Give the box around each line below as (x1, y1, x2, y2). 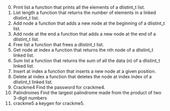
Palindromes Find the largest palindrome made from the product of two (13, 90, 161, 95)
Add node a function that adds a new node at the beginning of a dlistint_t (13, 20, 165, 26)
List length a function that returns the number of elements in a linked (13, 10, 156, 16)
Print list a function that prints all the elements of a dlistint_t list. (13, 5, 146, 10)
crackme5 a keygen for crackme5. (13, 100, 85, 106)
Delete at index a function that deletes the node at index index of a (13, 74, 152, 79)
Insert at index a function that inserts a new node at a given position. (13, 68, 156, 74)
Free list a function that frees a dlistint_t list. (13, 42, 104, 47)
